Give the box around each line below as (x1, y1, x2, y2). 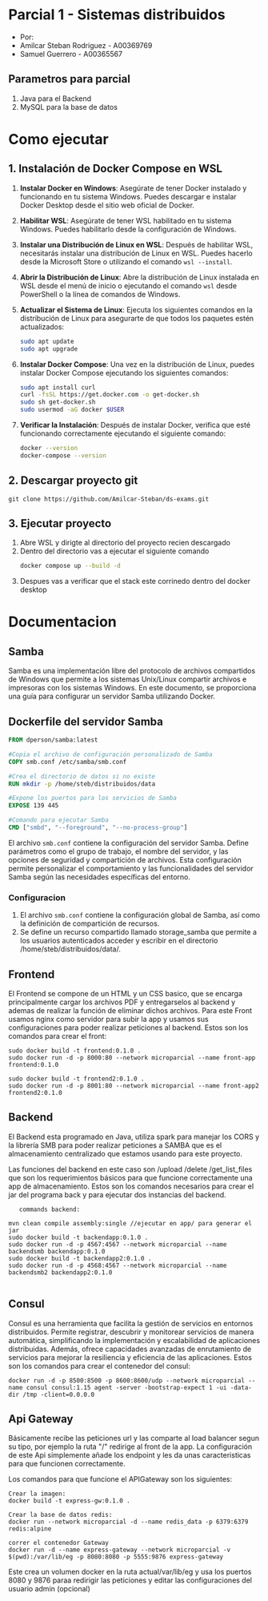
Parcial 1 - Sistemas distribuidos (8, 6, 226, 24)
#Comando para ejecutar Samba (8, 816, 110, 824)
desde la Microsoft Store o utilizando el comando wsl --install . (19, 256, 233, 266)
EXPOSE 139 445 (8, 802, 59, 810)
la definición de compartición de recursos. (19, 919, 160, 928)
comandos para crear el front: (8, 1032, 107, 1041)
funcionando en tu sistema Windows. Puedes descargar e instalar (19, 191, 238, 201)
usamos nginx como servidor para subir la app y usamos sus (8, 1015, 210, 1024)
